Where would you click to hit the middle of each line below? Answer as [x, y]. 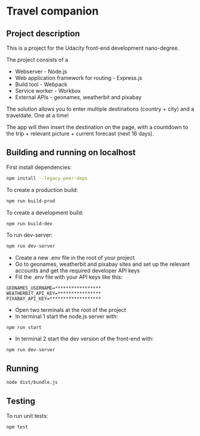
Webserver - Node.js [41, 71]
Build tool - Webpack [41, 84]
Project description [43, 34]
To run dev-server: [30, 235]
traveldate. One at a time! [38, 115]
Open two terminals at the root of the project [70, 310]
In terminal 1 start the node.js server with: [66, 317]
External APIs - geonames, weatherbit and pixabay [78, 97]
